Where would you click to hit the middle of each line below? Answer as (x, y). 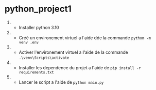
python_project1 (38, 9)
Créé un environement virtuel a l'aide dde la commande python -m (85, 38)
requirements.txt (36, 72)
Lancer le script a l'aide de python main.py (61, 82)
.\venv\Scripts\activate (44, 58)
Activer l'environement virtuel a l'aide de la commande (73, 52)
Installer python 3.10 (39, 27)
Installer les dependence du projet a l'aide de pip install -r (80, 67)
